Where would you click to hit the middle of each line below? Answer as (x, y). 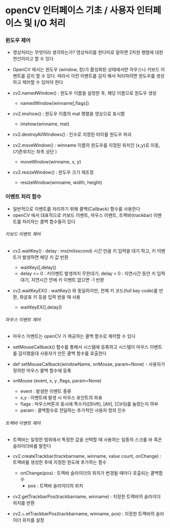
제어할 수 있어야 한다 (43, 82)
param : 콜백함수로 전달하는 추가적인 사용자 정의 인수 (73, 410)
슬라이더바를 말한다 (32, 446)
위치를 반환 (24, 503)
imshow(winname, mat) (45, 124)
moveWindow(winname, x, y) (51, 162)
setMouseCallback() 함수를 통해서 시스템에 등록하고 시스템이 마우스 (81, 347)
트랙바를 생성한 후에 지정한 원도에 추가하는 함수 (60, 462)
